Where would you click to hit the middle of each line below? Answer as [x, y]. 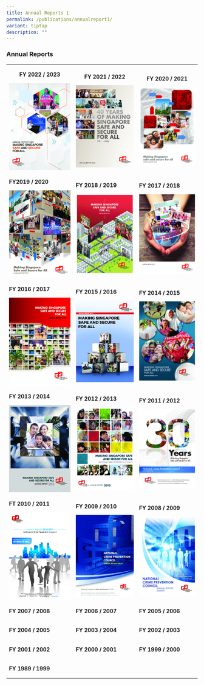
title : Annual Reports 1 [38, 13]
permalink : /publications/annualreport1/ [59, 19]
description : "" [27, 32]
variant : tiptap [27, 26]
